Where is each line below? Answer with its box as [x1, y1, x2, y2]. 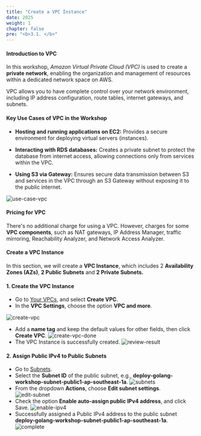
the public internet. [14, 183, 62, 191]
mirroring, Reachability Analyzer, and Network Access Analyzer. [6, 235, 165, 242]
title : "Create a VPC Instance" [6, 8, 87, 15]
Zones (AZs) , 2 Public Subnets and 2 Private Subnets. [6, 268, 144, 276]
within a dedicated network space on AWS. [6, 76, 113, 83]
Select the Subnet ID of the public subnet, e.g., [14, 372, 132, 379]
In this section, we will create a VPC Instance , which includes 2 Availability [6, 262, 194, 269]
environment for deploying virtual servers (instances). [14, 134, 149, 142]
